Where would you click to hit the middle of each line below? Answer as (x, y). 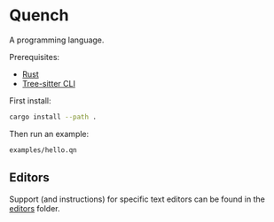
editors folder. (35, 208)
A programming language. (57, 40)
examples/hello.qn (43, 150)
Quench (39, 15)
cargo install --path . (53, 117)
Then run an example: (49, 134)
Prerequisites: (35, 57)
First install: (30, 100)
